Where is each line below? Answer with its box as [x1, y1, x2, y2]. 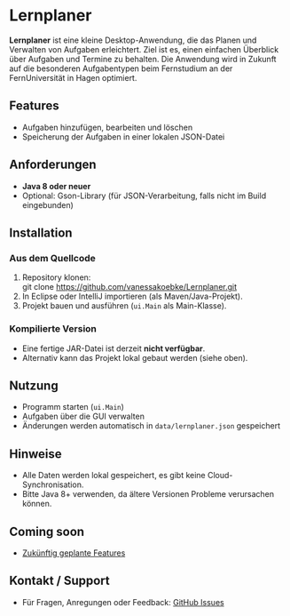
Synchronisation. [21, 479, 84, 490]
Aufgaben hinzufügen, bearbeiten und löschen [21, 122, 193, 132]
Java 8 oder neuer [21, 180, 91, 191]
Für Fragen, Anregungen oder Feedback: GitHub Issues [21, 596, 224, 607]
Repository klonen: [21, 272, 91, 283]
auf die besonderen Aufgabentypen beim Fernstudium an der [9, 63, 233, 74]
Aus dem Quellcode [9, 252, 96, 264]
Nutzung [9, 378, 59, 393]
